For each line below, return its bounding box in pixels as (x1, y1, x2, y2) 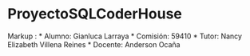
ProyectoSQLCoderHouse (7, 5, 183, 23)
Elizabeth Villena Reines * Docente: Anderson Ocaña (7, 39, 181, 49)
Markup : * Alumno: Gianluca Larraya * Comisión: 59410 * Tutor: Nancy (7, 31, 243, 41)
